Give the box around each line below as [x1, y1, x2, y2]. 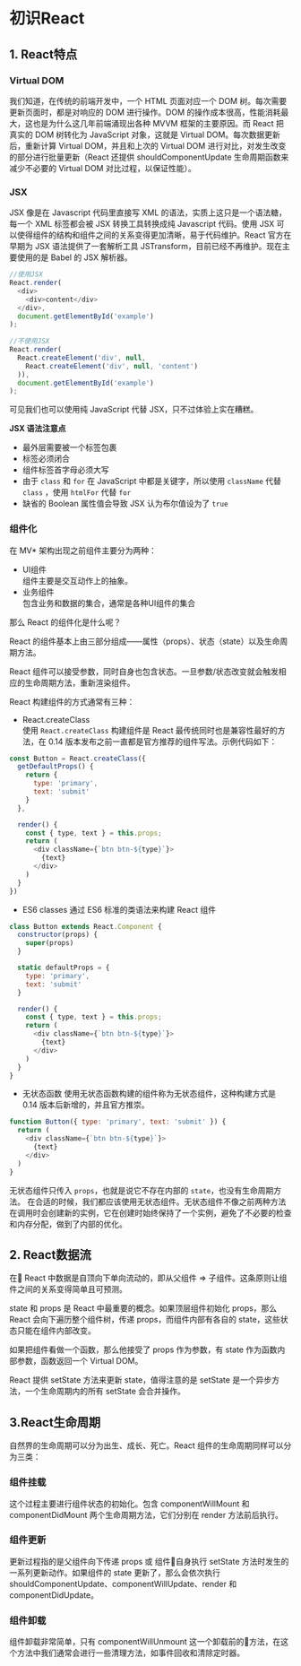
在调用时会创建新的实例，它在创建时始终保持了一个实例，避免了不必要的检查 [9, 1207, 292, 1218]
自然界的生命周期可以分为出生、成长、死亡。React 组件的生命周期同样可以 [9, 1440, 284, 1451]
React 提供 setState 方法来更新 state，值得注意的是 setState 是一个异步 [9, 1375, 272, 1385]
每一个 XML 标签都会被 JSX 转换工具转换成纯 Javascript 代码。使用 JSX [9, 219, 275, 230]
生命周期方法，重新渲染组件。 [24, 677, 135, 688]
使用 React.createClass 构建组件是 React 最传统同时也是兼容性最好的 [21, 725, 278, 735]
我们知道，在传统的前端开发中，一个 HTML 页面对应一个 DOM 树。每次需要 [9, 95, 288, 106]
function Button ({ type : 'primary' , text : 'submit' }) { [9, 1117, 227, 1126]
